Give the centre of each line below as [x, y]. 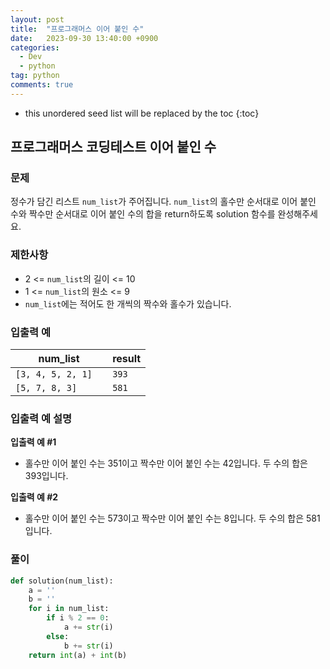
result [127, 359]
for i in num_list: [69, 609]
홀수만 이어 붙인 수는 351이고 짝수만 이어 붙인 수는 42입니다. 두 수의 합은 [166, 463]
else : [58, 636]
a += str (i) [88, 627]
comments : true [42, 85]
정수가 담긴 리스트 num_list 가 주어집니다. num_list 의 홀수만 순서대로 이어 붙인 [163, 202]
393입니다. [46, 476]
